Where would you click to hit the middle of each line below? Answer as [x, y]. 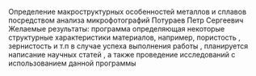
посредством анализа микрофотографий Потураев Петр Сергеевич [126, 20]
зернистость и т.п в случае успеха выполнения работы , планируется [128, 46]
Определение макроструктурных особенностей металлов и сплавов [128, 12]
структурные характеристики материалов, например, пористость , [124, 37]
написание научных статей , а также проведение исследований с [122, 55]
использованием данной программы [72, 63]
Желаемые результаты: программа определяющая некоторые [117, 29]
